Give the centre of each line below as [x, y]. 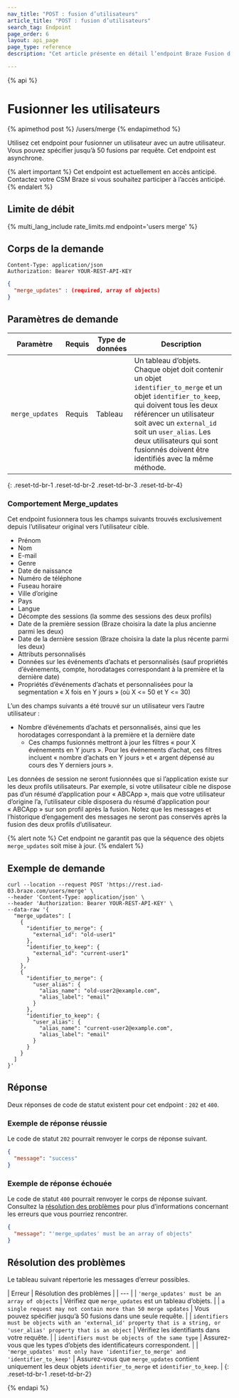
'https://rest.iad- [134, 884]
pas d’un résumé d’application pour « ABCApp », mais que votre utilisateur [116, 794]
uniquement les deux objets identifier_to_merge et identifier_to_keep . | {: [118, 1367]
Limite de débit [41, 209]
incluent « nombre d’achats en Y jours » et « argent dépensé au [121, 757]
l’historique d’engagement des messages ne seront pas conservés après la [117, 817]
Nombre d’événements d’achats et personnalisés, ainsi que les [109, 728]
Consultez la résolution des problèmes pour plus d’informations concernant [118, 1207]
